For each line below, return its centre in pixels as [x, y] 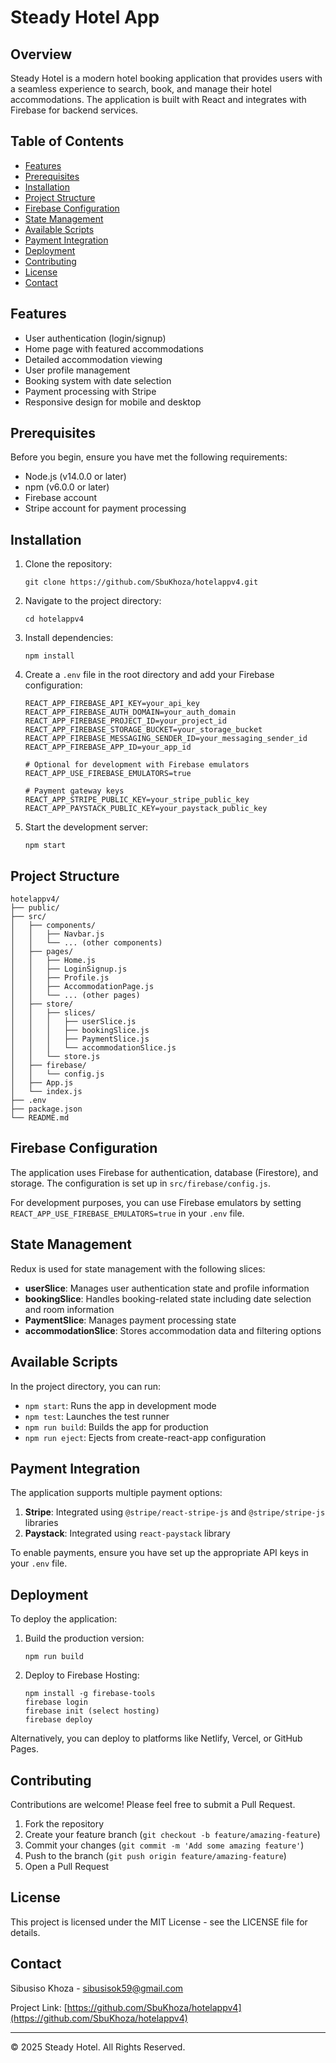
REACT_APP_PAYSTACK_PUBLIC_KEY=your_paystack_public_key [146, 809]
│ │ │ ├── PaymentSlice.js [80, 1039]
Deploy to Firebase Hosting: [82, 1675]
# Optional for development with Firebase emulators [137, 765]
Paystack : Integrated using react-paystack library [127, 1533]
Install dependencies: [69, 638]
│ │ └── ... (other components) [86, 943]
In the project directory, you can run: [85, 1386]
